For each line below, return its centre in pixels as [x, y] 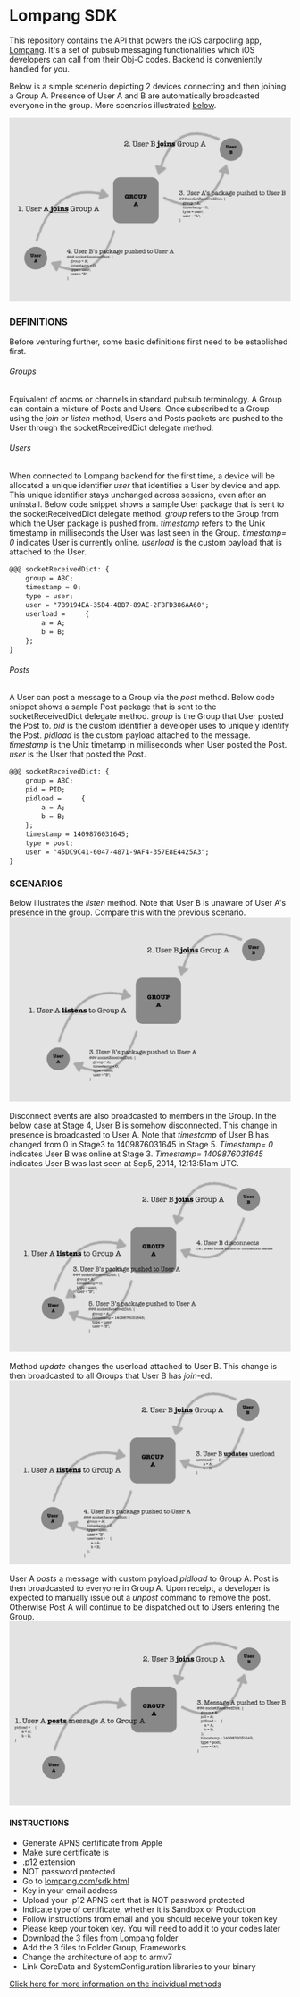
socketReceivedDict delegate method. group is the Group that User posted [146, 716]
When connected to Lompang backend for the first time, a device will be [142, 476]
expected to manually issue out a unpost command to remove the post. [140, 1598]
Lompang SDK [63, 16]
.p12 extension [49, 1862]
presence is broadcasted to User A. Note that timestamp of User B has [139, 1134]
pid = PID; [46, 790]
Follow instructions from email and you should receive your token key [150, 1918]
